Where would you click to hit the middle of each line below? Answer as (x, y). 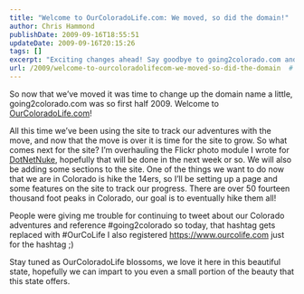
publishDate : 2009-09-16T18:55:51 (75, 34)
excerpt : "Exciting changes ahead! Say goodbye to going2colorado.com (145, 60)
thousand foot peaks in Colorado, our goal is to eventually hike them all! (143, 198)
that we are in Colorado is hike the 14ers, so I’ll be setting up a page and (143, 178)
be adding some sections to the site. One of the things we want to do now (147, 169)
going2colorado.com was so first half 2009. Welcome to (114, 103)
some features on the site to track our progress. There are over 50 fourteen (150, 188)
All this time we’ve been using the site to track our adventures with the (140, 130)
